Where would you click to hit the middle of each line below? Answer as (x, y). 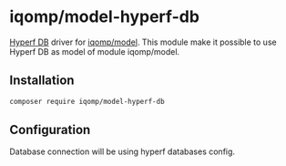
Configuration (50, 130)
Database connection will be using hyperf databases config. (122, 151)
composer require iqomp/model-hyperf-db (87, 101)
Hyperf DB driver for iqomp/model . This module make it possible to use (143, 42)
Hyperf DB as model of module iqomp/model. (95, 51)
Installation (42, 81)
